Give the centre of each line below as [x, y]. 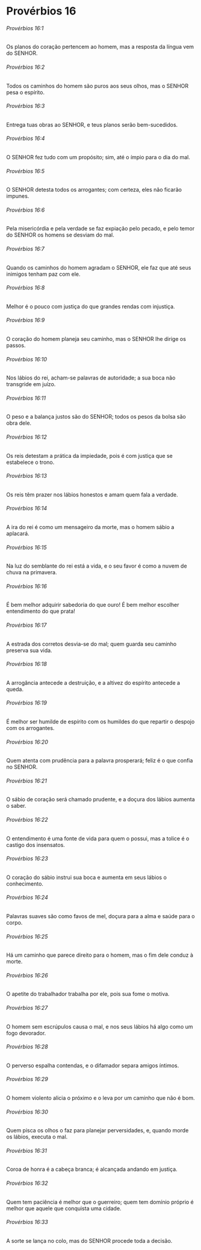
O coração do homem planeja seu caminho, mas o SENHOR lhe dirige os [96, 339]
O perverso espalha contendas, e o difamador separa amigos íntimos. [93, 1065]
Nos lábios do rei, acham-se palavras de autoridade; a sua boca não [91, 378]
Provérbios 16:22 [27, 820]
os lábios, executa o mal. [37, 1137]
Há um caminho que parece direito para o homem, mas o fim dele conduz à [100, 955]
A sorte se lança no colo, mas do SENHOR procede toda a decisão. [89, 1240]
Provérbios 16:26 [27, 975]
